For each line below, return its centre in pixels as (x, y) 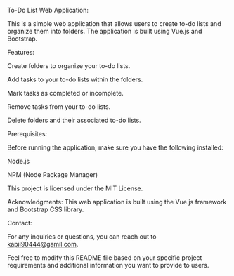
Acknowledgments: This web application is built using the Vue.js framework (117, 202)
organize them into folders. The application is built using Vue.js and (105, 31)
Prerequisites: (27, 134)
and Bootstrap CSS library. (46, 209)
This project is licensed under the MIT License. (75, 188)
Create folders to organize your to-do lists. (69, 66)
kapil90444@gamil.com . (43, 244)
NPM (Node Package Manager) (53, 175)
